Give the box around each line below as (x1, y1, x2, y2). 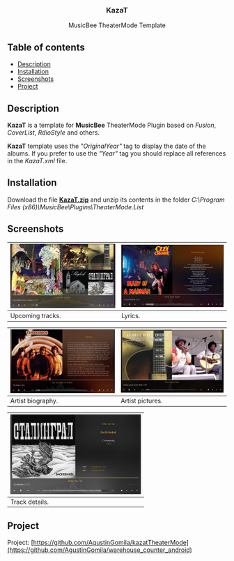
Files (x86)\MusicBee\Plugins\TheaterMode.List (7, 202, 144, 211)
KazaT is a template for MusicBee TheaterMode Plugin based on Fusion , (7, 121, 217, 129)
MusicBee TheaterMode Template (68, 21, 166, 29)
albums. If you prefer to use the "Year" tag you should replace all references (7, 149, 226, 158)
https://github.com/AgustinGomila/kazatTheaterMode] (33, 539, 189, 547)
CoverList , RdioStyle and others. (7, 128, 100, 137)
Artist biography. (10, 396, 58, 405)
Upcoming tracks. (10, 312, 61, 320)
